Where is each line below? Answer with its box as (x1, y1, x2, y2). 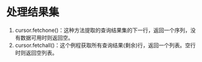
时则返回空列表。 (14, 49, 58, 56)
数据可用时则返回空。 (20, 34, 74, 41)
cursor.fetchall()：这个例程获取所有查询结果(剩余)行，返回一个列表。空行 (14, 42, 196, 49)
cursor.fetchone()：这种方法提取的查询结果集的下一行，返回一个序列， (14, 26, 191, 34)
